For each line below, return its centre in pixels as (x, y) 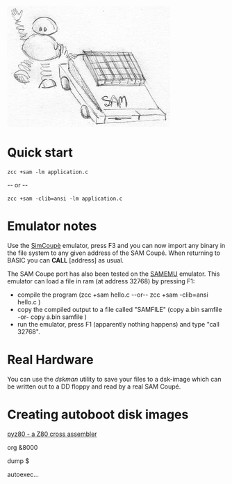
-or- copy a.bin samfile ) (52, 317)
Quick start (40, 153)
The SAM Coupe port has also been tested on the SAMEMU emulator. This (114, 274)
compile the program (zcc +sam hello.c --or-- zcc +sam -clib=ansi (113, 295)
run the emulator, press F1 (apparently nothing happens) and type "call (118, 324)
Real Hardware (50, 360)
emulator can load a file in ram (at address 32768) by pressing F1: (101, 281)
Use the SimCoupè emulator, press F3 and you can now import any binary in (116, 245)
